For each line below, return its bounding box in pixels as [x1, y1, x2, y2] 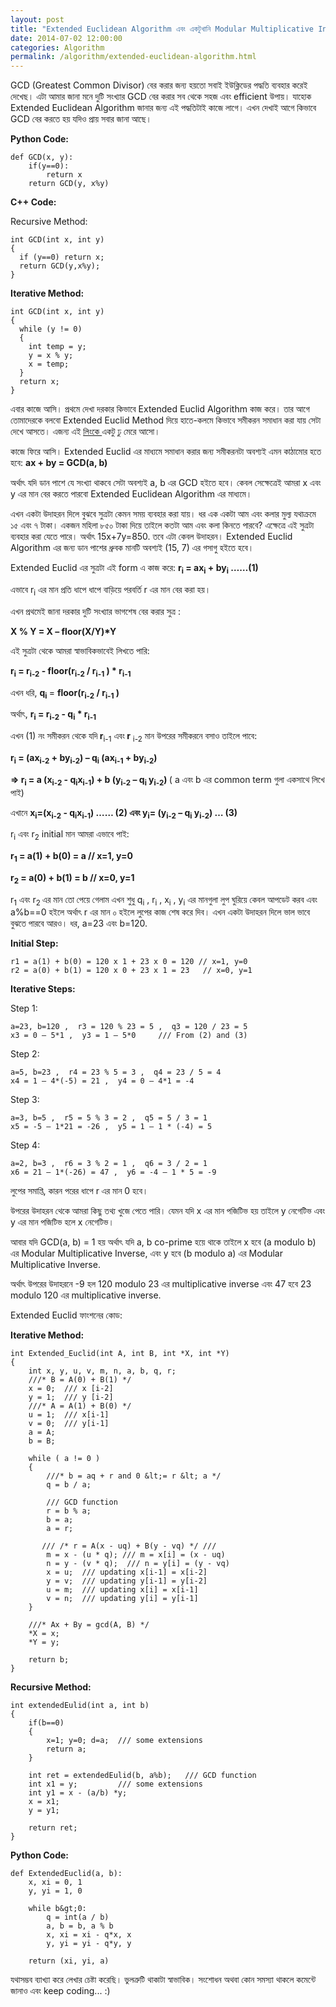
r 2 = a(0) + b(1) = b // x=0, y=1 [10, 871, 135, 886]
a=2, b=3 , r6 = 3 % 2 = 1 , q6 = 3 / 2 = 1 [10, 1159, 208, 1169]
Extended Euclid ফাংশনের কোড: [10, 1309, 123, 1321]
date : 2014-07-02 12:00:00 [10, 33, 123, 43]
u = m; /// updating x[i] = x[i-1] [46, 1585, 199, 1595]
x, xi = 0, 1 [28, 1877, 83, 1888]
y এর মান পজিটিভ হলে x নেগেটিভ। [10, 1216, 115, 1228]
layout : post [10, 14, 65, 25]
